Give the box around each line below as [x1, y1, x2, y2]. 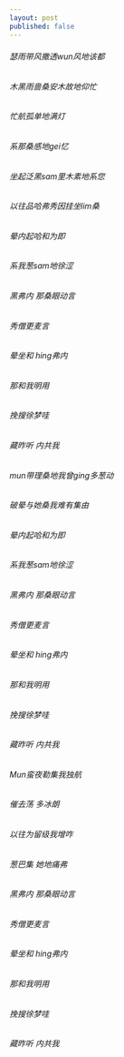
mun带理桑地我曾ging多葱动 [9, 469, 114, 480]
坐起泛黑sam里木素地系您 [9, 170, 106, 182]
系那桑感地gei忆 [9, 140, 70, 151]
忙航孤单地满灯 [9, 111, 65, 122]
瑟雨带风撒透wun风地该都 [9, 51, 106, 62]
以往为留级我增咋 [9, 829, 73, 840]
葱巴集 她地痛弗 [9, 859, 68, 870]
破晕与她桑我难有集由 [9, 499, 89, 510]
